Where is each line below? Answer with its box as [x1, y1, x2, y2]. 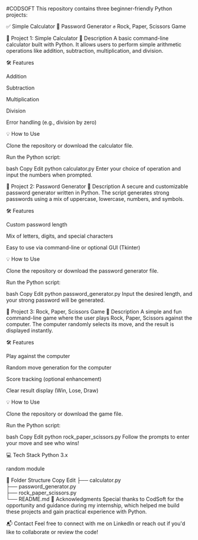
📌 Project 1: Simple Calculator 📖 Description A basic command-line [6, 35, 169, 41]
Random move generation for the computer [6, 364, 111, 371]
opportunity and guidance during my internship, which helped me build [6, 502, 180, 509]
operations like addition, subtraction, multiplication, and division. [6, 47, 164, 54]
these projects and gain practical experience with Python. [6, 508, 147, 515]
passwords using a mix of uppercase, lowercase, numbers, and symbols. [6, 196, 185, 202]
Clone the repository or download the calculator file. [6, 142, 133, 149]
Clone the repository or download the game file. [6, 410, 123, 417]
